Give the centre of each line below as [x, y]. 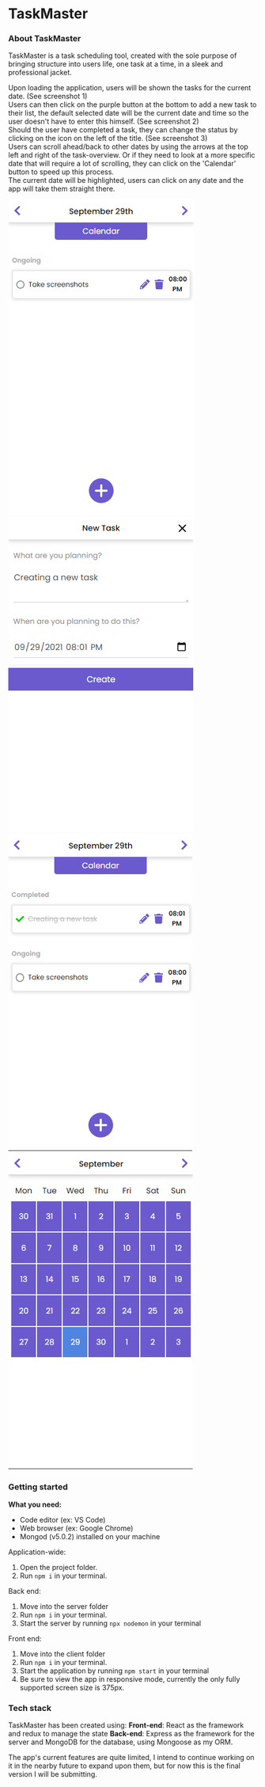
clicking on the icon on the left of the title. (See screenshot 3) [108, 139]
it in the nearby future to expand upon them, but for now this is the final [125, 1766]
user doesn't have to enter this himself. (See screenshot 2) [104, 122]
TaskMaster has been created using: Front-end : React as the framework [126, 1725]
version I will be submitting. [53, 1774]
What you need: [35, 1504]
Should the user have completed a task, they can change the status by [123, 130]
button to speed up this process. [61, 172]
